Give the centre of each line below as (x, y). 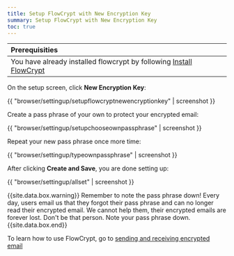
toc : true (22, 26)
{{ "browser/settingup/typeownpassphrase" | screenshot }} (92, 155)
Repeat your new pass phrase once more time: (74, 142)
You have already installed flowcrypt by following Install (102, 62)
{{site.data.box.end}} (37, 225)
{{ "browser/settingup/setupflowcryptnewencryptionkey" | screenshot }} (111, 101)
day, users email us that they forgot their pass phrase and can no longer (110, 203)
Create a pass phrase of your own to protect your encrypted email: (103, 115)
